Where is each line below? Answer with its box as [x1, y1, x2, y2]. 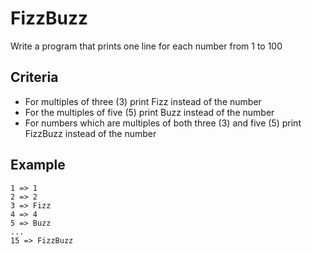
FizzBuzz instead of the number [24, 127, 157, 139]
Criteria [10, 69, 59, 86]
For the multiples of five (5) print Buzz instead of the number [24, 106, 275, 118]
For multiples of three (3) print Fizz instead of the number [24, 95, 262, 107]
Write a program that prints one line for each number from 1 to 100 [10, 40, 283, 52]
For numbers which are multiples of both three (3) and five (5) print [24, 117, 302, 129]
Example [10, 157, 66, 174]
